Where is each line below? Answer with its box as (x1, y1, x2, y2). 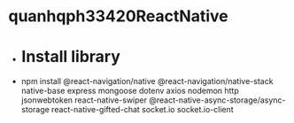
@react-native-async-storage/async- (149, 95, 286, 105)
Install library (20, 47, 121, 67)
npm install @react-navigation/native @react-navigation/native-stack (20, 76, 274, 87)
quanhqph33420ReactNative (8, 6, 228, 27)
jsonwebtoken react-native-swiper (20, 95, 148, 105)
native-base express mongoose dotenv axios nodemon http (20, 86, 240, 96)
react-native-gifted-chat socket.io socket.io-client (50, 104, 234, 115)
